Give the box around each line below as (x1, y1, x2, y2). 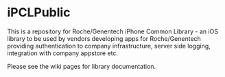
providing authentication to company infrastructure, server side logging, (7, 42, 211, 50)
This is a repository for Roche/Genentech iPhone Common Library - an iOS (7, 27, 218, 35)
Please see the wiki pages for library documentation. (7, 62, 156, 70)
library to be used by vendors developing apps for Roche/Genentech (7, 34, 201, 42)
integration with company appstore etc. (7, 49, 119, 57)
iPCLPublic (7, 5, 71, 20)
